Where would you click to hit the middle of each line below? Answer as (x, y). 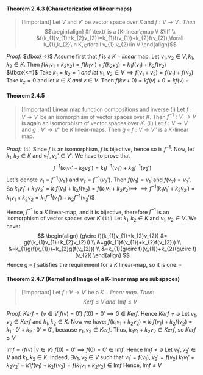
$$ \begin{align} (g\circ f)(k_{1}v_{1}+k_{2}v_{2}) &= (102, 236)
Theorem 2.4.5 (26, 95)
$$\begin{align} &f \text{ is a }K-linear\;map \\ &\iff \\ (110, 32)
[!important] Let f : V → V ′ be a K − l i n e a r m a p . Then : (87, 293)
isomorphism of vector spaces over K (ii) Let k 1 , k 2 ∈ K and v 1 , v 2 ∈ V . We (101, 219)
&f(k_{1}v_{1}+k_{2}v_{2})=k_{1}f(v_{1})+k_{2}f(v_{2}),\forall (110, 38)
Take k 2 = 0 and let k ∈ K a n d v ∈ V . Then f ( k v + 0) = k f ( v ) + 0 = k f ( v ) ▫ (97, 81)
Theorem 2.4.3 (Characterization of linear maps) (69, 9)
